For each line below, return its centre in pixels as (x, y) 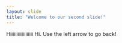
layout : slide (24, 11)
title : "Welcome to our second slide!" (56, 17)
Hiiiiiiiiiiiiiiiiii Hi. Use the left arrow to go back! (61, 34)
